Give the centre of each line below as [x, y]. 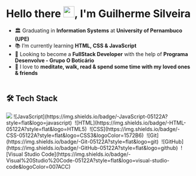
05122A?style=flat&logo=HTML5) [47, 129]
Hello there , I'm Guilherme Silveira [98, 14]
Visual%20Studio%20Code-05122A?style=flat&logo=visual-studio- [88, 160]
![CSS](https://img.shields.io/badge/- [135, 129]
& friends [26, 73]
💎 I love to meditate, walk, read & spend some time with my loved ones [102, 66]
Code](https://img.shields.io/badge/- [86, 154]
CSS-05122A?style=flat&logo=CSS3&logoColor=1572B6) [75, 135]
